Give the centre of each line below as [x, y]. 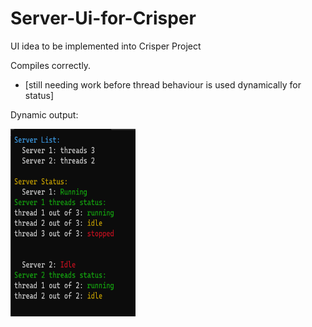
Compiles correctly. [51, 65]
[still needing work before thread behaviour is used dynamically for [163, 84]
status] [39, 95]
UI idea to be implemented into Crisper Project [106, 46]
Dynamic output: [44, 114]
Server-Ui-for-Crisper [103, 18]
